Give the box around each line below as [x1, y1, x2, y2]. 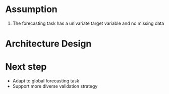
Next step [5, 61, 47, 73]
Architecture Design [5, 38, 92, 50]
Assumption [5, 4, 58, 15]
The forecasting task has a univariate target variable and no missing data [12, 20, 164, 26]
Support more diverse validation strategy [12, 83, 98, 89]
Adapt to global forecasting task [12, 78, 80, 84]
